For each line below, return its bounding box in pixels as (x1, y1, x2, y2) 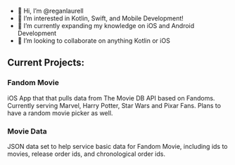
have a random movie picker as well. (7, 109, 113, 117)
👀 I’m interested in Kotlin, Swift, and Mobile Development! (17, 14, 184, 22)
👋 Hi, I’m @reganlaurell (17, 7, 84, 15)
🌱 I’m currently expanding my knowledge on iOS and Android (17, 22, 195, 29)
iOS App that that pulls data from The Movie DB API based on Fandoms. (7, 93, 215, 102)
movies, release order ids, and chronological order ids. (7, 150, 165, 158)
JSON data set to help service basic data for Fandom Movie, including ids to (7, 142, 228, 150)
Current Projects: (7, 57, 84, 69)
